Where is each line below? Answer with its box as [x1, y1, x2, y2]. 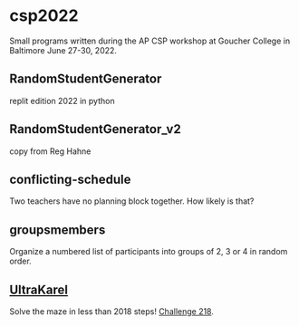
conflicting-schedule [9, 171, 131, 187]
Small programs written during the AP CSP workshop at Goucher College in [9, 35, 291, 46]
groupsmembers [9, 222, 106, 237]
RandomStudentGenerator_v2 [9, 121, 181, 137]
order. [9, 255, 32, 267]
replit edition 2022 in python [9, 95, 115, 106]
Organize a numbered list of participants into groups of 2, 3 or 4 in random [9, 246, 288, 257]
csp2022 [9, 5, 79, 26]
